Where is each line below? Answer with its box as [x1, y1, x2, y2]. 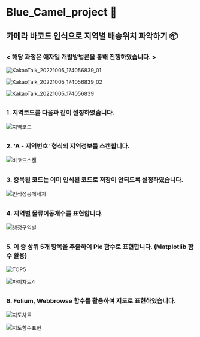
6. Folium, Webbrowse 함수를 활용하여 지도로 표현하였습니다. [6, 297, 177, 305]
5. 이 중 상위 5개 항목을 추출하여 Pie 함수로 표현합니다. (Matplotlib [6, 242, 187, 251]
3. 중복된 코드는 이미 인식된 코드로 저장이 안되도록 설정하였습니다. [6, 175, 184, 184]
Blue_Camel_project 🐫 [6, 5, 117, 19]
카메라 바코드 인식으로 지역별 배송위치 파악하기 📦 [6, 31, 178, 41]
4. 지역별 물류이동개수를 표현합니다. [6, 209, 104, 217]
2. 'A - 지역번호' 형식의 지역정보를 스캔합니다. [6, 142, 130, 150]
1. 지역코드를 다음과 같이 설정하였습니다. [6, 108, 115, 117]
